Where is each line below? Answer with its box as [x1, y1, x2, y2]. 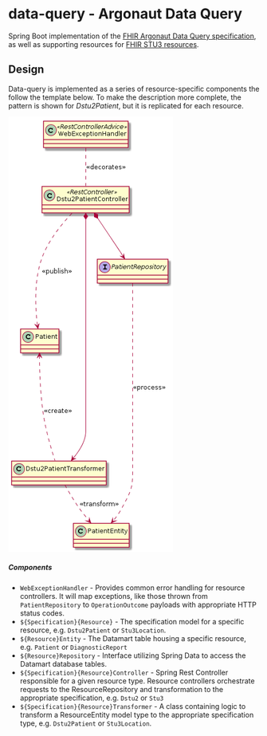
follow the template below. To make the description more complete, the [8, 92, 241, 102]
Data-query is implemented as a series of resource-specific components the [8, 84, 260, 93]
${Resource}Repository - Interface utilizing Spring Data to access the [19, 651, 246, 660]
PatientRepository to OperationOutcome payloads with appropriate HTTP [19, 600, 257, 609]
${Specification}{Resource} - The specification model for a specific [19, 616, 245, 626]
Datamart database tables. [19, 659, 108, 668]
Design [8, 63, 45, 77]
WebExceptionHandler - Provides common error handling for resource [19, 583, 245, 592]
